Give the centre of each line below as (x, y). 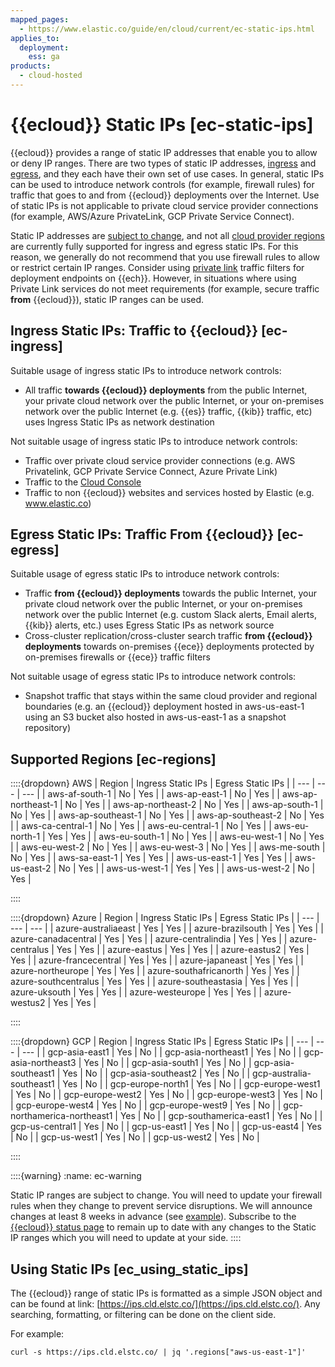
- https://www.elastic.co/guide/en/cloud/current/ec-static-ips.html (167, 29)
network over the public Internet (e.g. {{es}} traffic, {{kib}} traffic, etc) (168, 411)
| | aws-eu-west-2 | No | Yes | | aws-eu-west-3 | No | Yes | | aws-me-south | (168, 847)
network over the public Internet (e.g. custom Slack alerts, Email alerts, (170, 615)
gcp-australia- (282, 1073)
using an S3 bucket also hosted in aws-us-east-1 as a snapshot (155, 717)
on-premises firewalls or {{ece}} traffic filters (117, 657)
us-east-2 (31, 868)
